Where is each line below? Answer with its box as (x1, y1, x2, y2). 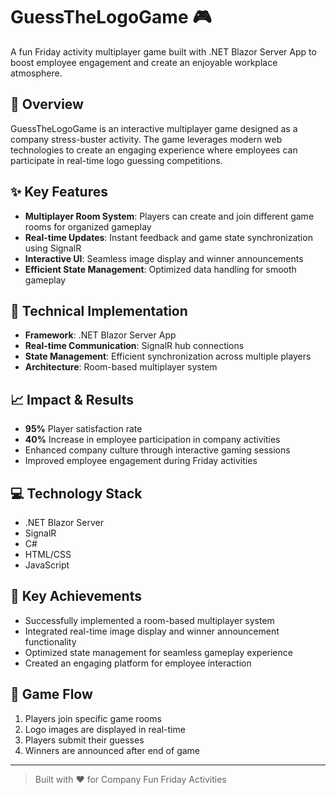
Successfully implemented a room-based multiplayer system (24, 614, 275, 626)
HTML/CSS (24, 549, 72, 560)
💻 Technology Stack (10, 485, 143, 502)
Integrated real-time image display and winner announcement (24, 625, 280, 637)
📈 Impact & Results (10, 391, 135, 408)
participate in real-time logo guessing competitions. (10, 154, 223, 166)
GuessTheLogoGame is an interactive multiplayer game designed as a (10, 122, 298, 134)
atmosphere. (10, 67, 63, 79)
